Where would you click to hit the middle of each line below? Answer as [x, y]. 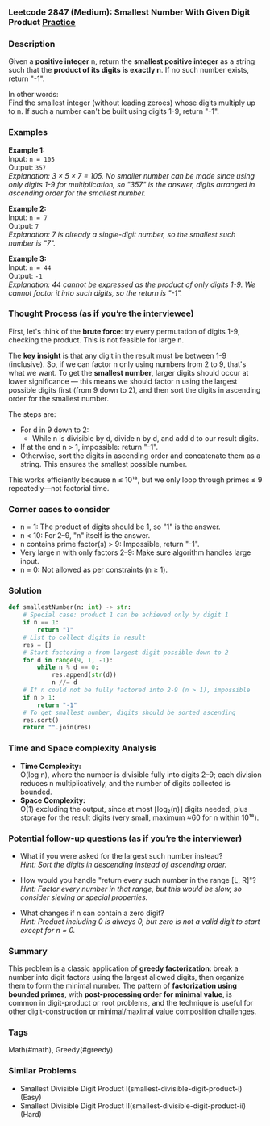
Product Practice [42, 22]
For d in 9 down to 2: [54, 430]
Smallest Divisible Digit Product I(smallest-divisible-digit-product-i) [131, 1088]
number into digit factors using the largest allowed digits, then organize [127, 977]
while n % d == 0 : [68, 668]
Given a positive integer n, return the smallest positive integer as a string [132, 61]
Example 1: [27, 150]
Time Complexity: [51, 766]
